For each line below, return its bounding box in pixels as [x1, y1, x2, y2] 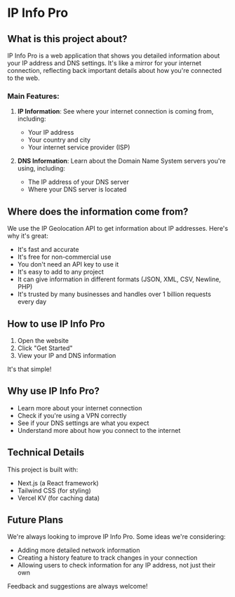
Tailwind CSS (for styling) [17, 486, 91, 495]
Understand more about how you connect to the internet [17, 426, 181, 434]
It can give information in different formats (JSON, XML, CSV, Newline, [17, 275, 221, 283]
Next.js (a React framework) [17, 478, 100, 487]
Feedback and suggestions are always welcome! [7, 582, 148, 591]
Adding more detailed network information [17, 546, 140, 555]
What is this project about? [7, 33, 128, 45]
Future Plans [7, 514, 64, 525]
